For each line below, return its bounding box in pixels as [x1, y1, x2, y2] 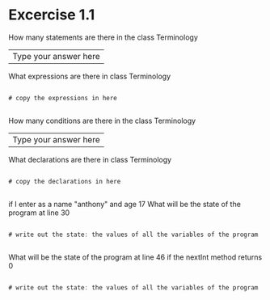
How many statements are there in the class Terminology [8, 32, 198, 42]
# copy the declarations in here [8, 177, 121, 185]
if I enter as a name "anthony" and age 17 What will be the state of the [8, 199, 241, 209]
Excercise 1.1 [8, 6, 95, 24]
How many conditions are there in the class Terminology [8, 116, 196, 125]
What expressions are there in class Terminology [8, 71, 171, 81]
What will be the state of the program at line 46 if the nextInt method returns [8, 252, 263, 262]
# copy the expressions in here [8, 94, 117, 102]
